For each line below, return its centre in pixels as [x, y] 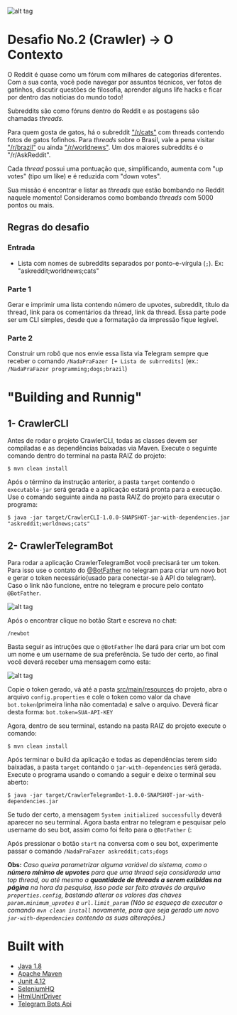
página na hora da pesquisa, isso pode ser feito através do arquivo [106, 888]
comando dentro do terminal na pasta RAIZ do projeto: [87, 456]
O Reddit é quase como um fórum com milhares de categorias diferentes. [115, 74]
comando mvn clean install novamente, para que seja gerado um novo [113, 911]
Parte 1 [20, 289]
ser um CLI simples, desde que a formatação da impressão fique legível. [113, 319]
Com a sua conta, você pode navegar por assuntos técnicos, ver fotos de [115, 82]
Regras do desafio [49, 227]
